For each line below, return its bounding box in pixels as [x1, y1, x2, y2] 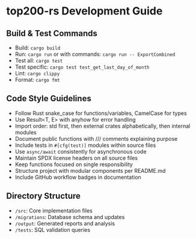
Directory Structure [6, 191, 81, 201]
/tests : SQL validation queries [14, 226, 91, 233]
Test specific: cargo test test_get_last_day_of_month [14, 63, 150, 70]
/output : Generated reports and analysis [14, 220, 115, 227]
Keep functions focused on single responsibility [14, 161, 133, 168]
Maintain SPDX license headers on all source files [14, 154, 138, 161]
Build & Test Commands [6, 28, 97, 39]
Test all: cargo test [14, 57, 63, 64]
